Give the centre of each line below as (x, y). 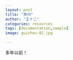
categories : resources (29, 24)
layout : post (19, 10)
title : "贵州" (19, 14)
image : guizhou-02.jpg (29, 33)
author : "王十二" (22, 19)
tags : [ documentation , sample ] (37, 28)
